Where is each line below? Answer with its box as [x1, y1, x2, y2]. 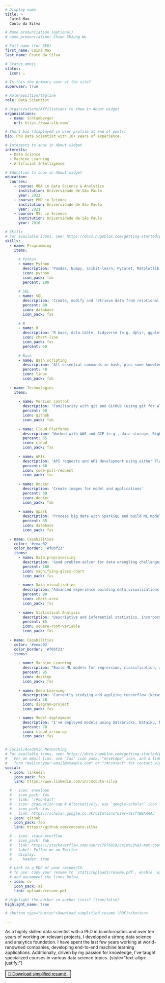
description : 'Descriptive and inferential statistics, [23, 615, 139, 620]
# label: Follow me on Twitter [9, 847, 78, 852]
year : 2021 [18, 207, 41, 212]
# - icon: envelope [9, 788, 50, 793]
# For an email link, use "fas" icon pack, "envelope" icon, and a [5, 756, 151, 761]
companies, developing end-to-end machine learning [27, 945, 135, 950]
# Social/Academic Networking [5, 747, 67, 752]
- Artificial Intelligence [9, 161, 65, 166]
